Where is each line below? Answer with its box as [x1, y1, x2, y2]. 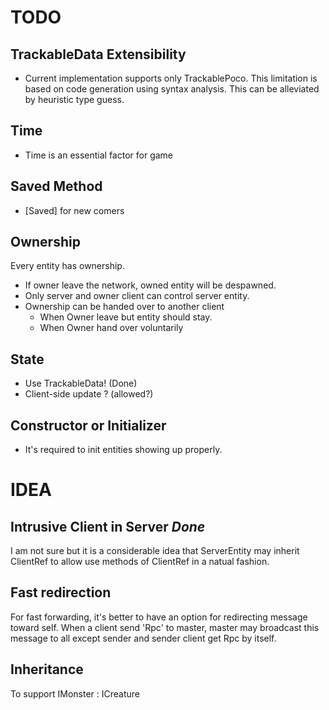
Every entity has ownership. [10, 260, 125, 272]
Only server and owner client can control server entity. [24, 290, 250, 302]
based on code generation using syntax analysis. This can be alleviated [24, 83, 320, 95]
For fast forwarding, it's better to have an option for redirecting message [10, 611, 308, 623]
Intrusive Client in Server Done [10, 518, 206, 535]
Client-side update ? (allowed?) [24, 388, 154, 400]
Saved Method [10, 178, 103, 195]
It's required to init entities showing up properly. [24, 444, 223, 456]
